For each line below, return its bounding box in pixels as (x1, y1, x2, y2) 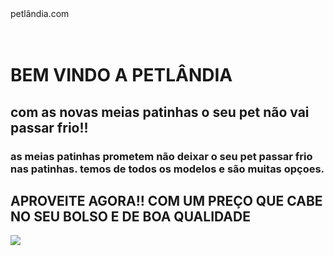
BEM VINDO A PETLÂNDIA (10, 64, 233, 87)
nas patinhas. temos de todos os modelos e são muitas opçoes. (10, 162, 325, 176)
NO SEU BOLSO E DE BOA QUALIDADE (10, 208, 251, 225)
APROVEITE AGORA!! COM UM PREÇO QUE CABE (10, 192, 323, 209)
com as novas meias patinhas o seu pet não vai (10, 103, 310, 121)
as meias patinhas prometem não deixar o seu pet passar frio (10, 149, 313, 163)
